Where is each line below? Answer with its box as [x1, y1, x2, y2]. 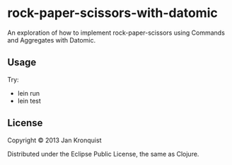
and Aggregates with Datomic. [7, 35, 96, 44]
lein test [17, 96, 41, 105]
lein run [17, 89, 40, 97]
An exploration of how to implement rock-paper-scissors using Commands [7, 28, 225, 37]
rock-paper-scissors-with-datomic [7, 5, 218, 21]
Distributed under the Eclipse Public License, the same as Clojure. [7, 149, 199, 158]
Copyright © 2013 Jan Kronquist [7, 136, 102, 144]
